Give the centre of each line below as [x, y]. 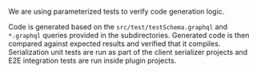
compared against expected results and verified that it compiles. [114, 44]
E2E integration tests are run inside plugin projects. [92, 60]
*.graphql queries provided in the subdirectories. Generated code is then [129, 35]
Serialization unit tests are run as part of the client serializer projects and [128, 52]
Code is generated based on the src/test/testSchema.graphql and [118, 27]
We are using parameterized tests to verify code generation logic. [116, 12]
